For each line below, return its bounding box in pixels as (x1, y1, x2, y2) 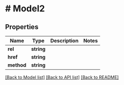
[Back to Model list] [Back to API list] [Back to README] (5, 75, 119, 80)
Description (50, 38, 79, 44)
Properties (5, 23, 39, 31)
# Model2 (5, 3, 45, 14)
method (7, 62, 26, 68)
